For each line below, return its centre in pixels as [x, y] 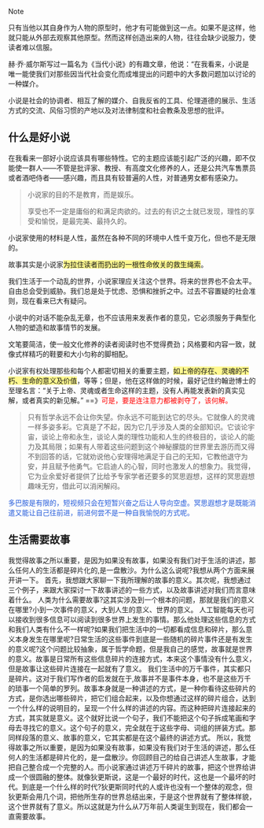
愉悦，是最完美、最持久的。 [86, 221]
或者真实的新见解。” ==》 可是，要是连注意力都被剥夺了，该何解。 [127, 400]
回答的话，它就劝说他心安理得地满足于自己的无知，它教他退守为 [145, 456]
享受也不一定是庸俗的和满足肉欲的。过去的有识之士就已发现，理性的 [137, 211]
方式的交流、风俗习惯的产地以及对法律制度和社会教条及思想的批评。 [118, 110]
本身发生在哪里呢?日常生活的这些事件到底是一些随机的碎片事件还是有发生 [134, 639]
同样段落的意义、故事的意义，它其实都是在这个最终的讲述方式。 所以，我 [126, 737]
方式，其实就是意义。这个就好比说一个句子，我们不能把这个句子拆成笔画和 [128, 718]
